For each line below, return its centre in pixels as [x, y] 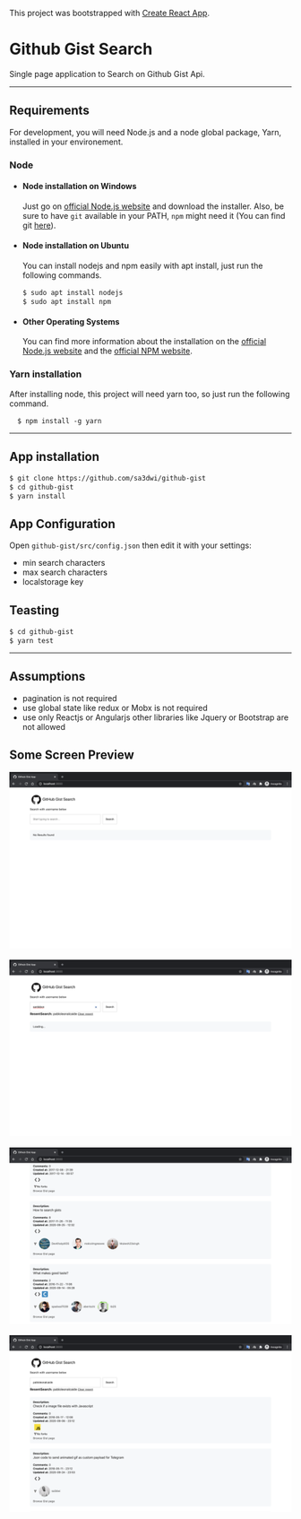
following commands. [62, 275]
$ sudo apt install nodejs [73, 293]
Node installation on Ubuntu [76, 246]
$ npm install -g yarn [60, 421]
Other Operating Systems [71, 321]
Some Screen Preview [72, 755]
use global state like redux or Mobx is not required [115, 707]
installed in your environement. [66, 142]
